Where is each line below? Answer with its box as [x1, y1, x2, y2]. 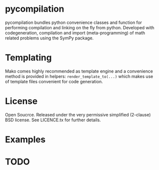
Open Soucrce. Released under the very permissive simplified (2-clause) [5, 112, 151, 117]
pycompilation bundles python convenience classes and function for [5, 19, 142, 25]
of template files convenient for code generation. [5, 78, 103, 84]
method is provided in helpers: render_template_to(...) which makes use [5, 73, 153, 79]
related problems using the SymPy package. [5, 35, 94, 41]
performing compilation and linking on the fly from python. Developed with [5, 24, 155, 30]
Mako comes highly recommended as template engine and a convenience [5, 68, 153, 74]
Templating [5, 52, 52, 63]
